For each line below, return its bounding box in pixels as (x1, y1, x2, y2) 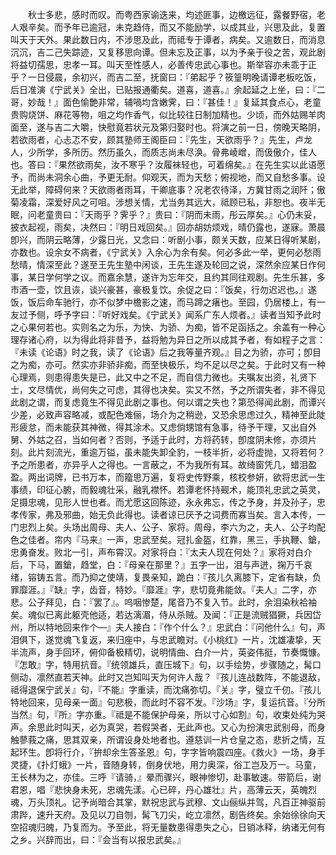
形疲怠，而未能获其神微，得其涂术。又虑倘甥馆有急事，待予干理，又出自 (10, 421, 308, 433)
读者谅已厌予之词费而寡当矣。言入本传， (149, 509, 317, 520)
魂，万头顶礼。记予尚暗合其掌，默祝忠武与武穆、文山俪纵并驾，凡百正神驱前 (10, 796, 326, 808)
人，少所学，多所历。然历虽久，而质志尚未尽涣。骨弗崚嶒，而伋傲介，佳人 (10, 146, 317, 158)
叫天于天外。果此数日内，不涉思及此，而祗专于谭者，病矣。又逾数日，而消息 (10, 34, 326, 45)
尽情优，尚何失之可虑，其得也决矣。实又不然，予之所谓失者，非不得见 (36, 384, 326, 395)
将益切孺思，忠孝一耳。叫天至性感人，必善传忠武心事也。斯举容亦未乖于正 (10, 59, 317, 70)
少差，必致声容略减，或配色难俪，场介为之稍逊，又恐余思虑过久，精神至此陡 (10, 409, 326, 420)
